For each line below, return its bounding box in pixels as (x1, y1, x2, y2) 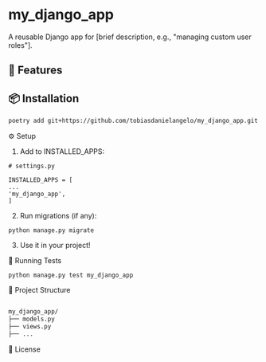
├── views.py (8, 322, 52, 330)
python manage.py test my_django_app (8, 271, 134, 280)
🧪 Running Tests (8, 256, 62, 266)
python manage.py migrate (8, 226, 94, 234)
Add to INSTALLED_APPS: (19, 147, 105, 156)
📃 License (8, 344, 41, 354)
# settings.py (8, 162, 56, 171)
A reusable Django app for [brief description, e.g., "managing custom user (8, 32, 252, 41)
